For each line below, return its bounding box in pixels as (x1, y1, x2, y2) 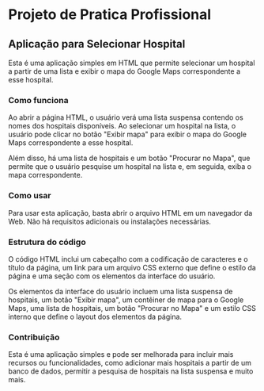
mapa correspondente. (8, 171, 83, 180)
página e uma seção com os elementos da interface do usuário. (8, 271, 216, 281)
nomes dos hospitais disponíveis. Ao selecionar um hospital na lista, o (8, 121, 236, 131)
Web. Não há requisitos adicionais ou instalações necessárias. (8, 217, 212, 226)
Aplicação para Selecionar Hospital (8, 37, 186, 51)
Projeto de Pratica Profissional (8, 6, 212, 24)
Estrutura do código (8, 236, 86, 247)
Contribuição (8, 332, 60, 343)
